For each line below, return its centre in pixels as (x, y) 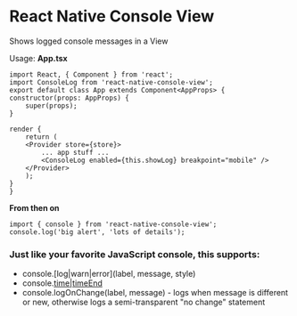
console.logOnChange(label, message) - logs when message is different (155, 293)
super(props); (51, 105)
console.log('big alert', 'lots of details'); (97, 232)
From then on (34, 207)
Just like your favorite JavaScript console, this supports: (135, 254)
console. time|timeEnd (62, 283)
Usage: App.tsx (39, 58)
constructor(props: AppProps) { (69, 98)
